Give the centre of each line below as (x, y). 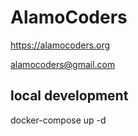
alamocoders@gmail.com (63, 64)
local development (69, 96)
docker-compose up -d (58, 120)
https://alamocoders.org (60, 45)
